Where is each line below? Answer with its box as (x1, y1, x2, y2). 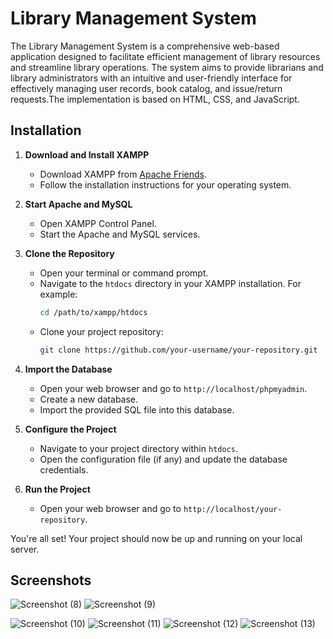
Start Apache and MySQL (24, 198, 133, 210)
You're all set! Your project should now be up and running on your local (10, 532, 303, 544)
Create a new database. (39, 393, 139, 405)
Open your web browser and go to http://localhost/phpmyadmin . (39, 382, 308, 394)
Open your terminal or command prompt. (39, 267, 209, 279)
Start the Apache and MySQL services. (39, 228, 201, 240)
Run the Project (24, 483, 91, 495)
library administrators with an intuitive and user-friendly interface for (10, 72, 293, 84)
